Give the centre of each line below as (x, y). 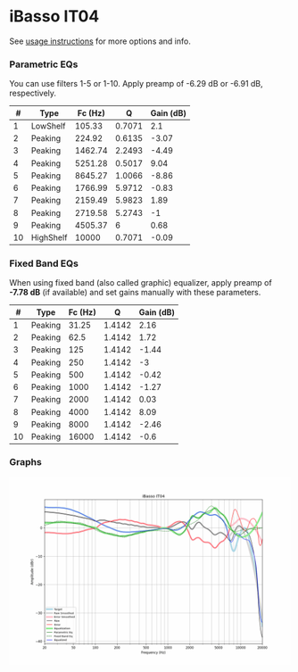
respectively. (33, 93)
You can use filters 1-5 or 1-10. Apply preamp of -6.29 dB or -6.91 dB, (136, 84)
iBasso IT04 (54, 17)
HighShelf (49, 237)
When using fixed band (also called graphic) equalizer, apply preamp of (141, 283)
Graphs (25, 462)
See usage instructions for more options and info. (100, 41)
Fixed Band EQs (44, 263)
